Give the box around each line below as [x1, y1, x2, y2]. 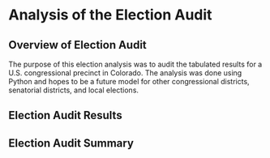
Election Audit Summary [8, 136, 134, 150]
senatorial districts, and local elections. [8, 85, 139, 95]
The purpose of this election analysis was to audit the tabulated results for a [8, 59, 263, 69]
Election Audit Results [8, 109, 123, 122]
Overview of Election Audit [8, 38, 148, 52]
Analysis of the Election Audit [8, 6, 212, 24]
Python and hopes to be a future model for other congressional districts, [8, 77, 250, 86]
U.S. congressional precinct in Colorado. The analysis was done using [8, 68, 242, 78]
